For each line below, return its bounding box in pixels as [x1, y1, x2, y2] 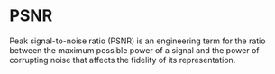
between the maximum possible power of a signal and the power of [9, 44, 260, 55]
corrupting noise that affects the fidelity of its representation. [9, 54, 236, 65]
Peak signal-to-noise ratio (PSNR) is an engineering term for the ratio [9, 35, 266, 46]
